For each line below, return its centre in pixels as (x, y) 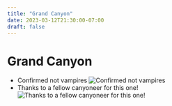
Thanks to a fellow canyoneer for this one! (78, 88)
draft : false (26, 26)
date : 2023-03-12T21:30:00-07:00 (56, 20)
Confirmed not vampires (52, 80)
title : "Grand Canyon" (40, 14)
